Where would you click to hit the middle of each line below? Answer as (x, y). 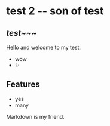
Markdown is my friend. (35, 116)
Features (23, 84)
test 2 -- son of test (55, 11)
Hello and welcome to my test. (44, 47)
